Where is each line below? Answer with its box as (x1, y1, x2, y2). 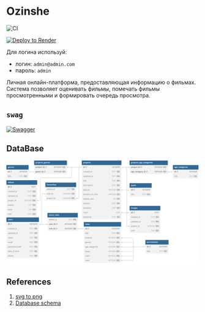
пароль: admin (15, 66, 51, 74)
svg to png (15, 293, 43, 300)
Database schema (15, 299, 61, 307)
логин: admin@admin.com (15, 60, 75, 67)
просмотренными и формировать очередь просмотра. (6, 91, 151, 99)
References (6, 276, 51, 287)
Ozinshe (6, 4, 50, 18)
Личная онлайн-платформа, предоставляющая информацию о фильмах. (6, 78, 196, 86)
